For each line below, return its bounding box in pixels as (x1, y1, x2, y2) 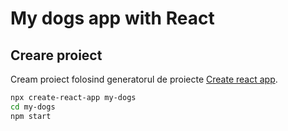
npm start (10, 111, 52, 121)
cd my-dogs (10, 102, 56, 112)
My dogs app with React (10, 7, 215, 30)
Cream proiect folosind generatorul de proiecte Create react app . (10, 73, 278, 85)
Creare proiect (10, 47, 103, 64)
